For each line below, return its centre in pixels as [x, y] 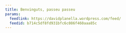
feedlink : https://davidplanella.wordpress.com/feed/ [65, 18]
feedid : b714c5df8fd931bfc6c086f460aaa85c [53, 23]
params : [13, 14]
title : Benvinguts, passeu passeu [40, 9]
